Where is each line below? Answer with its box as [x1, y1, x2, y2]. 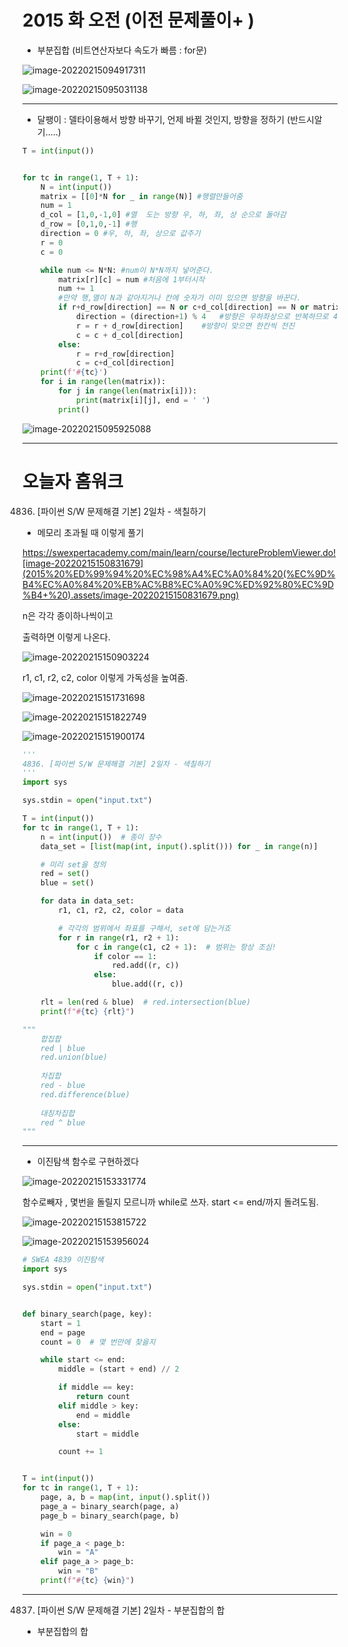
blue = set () [40, 878, 95, 888]
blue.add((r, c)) [111, 979, 184, 990]
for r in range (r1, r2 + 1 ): [58, 932, 180, 943]
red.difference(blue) [40, 1089, 130, 1100]
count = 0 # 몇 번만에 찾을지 [40, 1337, 156, 1347]
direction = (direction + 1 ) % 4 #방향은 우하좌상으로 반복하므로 [75, 312, 329, 322]
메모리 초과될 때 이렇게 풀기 [36, 526, 145, 538]
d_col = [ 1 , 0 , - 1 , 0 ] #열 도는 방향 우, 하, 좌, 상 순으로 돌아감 [40, 210, 287, 220]
